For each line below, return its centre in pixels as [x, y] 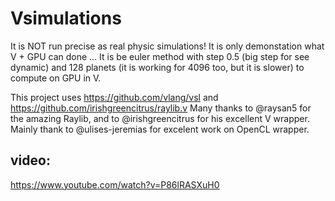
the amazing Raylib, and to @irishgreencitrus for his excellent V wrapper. [160, 118]
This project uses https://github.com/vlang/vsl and [114, 97]
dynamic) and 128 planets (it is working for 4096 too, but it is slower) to [157, 67]
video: [30, 160]
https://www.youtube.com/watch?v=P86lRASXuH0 [115, 184]
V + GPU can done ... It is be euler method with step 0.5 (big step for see [160, 56]
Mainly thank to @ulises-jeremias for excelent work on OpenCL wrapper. [160, 129]
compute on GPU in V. [56, 78]
